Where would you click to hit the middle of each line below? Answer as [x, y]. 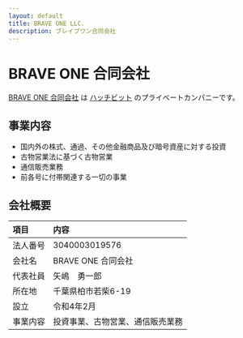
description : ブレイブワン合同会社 [62, 31]
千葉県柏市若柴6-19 [92, 291]
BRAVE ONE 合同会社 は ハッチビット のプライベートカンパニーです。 [124, 97]
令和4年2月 [75, 306]
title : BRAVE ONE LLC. [47, 24]
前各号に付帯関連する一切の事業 [73, 177]
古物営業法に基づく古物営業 [66, 157]
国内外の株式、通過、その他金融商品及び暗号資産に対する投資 [123, 147]
